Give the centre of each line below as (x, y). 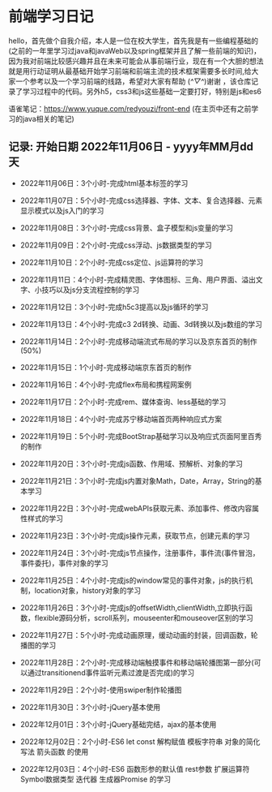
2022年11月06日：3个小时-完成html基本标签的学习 (104, 183)
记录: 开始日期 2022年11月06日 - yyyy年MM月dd (131, 147)
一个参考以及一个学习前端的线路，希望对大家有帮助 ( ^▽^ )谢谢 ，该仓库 (133, 81)
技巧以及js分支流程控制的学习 (91, 290)
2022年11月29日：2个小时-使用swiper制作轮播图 (101, 690)
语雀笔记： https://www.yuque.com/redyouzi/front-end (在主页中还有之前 (130, 108)
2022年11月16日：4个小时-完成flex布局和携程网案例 (106, 384)
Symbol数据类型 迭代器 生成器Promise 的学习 (96, 779)
